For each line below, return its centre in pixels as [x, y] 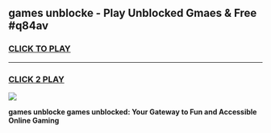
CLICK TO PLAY [40, 49]
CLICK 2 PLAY [36, 79]
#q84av [29, 26]
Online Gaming [34, 120]
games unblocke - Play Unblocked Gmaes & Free [133, 13]
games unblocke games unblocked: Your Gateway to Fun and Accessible [133, 111]
